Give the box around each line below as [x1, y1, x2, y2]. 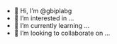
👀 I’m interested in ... [13, 14, 74, 22]
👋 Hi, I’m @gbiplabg [13, 7, 72, 15]
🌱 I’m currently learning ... [13, 22, 90, 29]
